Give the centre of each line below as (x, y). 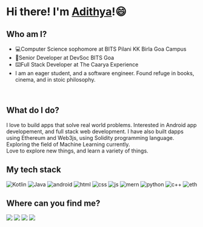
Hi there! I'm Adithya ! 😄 (66, 12)
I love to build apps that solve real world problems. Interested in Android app (101, 125)
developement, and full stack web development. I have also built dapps (95, 131)
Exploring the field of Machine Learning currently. (68, 144)
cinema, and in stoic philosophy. (55, 80)
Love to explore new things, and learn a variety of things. (77, 151)
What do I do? (33, 110)
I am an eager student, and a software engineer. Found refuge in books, (105, 73)
